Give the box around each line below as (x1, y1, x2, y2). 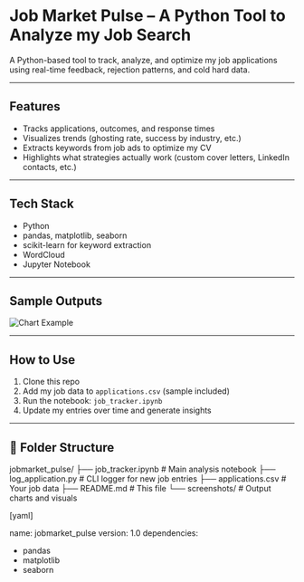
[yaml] (9, 510, 33, 520)
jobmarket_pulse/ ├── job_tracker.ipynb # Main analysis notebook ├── (9, 463, 276, 474)
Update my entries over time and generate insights (22, 405, 212, 416)
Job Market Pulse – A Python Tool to (9, 5, 287, 26)
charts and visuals (9, 492, 78, 503)
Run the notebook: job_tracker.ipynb (22, 396, 163, 406)
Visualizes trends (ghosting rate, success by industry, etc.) (22, 132, 242, 143)
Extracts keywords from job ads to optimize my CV (22, 142, 212, 153)
